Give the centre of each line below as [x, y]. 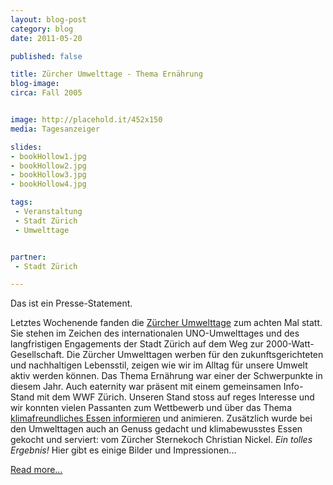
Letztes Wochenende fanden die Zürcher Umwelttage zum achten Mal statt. [166, 323]
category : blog [42, 29]
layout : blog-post [48, 19]
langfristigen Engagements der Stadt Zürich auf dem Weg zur [137, 344]
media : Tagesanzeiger [55, 129]
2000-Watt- [290, 344]
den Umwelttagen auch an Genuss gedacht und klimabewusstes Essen [156, 429]
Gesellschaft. [37, 355]
